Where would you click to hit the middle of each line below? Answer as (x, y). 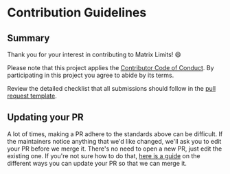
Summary (28, 38)
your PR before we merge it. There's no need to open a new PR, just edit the (115, 149)
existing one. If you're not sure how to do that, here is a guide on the (104, 155)
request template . (32, 96)
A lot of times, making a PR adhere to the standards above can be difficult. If (115, 134)
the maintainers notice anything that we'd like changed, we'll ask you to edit (114, 141)
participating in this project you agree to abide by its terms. (91, 75)
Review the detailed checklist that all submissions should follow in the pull (112, 88)
